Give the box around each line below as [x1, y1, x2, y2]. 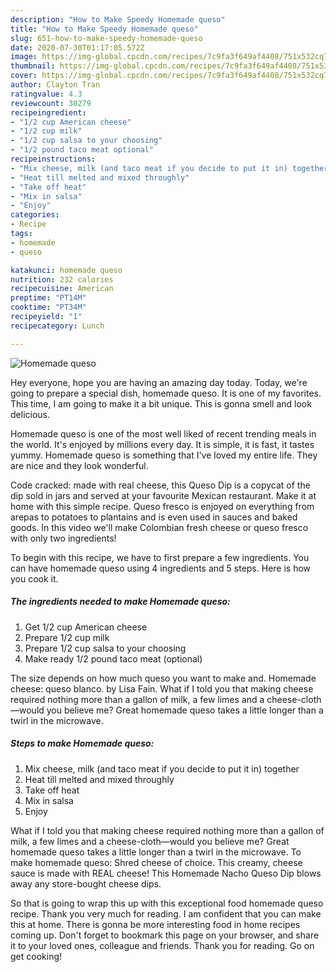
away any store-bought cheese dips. [10, 877, 162, 890]
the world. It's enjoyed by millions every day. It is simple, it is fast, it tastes [10, 438, 315, 450]
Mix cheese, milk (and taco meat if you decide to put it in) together [24, 762, 300, 775]
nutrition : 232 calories [10, 274, 114, 285]
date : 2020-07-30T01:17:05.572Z [10, 42, 145, 53]
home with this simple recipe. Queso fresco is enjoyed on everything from [10, 500, 315, 512]
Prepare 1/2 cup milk [24, 631, 110, 643]
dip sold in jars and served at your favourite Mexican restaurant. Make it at [10, 489, 317, 501]
